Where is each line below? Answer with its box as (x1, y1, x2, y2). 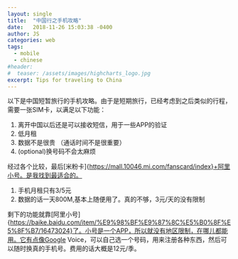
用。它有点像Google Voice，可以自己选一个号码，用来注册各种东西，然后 (7, 236, 222, 244)
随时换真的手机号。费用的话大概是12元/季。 (13, 244, 141, 253)
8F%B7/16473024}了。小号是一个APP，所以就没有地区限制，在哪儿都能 (17, 226, 229, 235)
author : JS (7, 30, 40, 38)
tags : (7, 43, 23, 50)
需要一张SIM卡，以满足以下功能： (7, 106, 107, 114)
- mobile (13, 50, 40, 57)
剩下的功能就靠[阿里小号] (7, 210, 81, 219)
